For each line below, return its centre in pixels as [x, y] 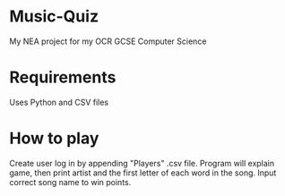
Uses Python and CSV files [59, 102]
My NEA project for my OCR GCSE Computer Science [108, 41]
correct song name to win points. [70, 182]
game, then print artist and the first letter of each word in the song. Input [143, 173]
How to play [54, 138]
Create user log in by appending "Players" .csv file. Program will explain [142, 163]
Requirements [63, 77]
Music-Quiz [54, 17]
